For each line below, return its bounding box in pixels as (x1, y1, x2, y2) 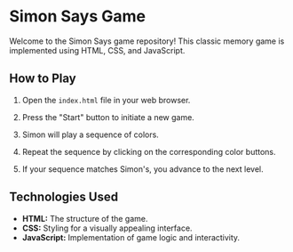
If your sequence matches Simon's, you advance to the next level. (21, 163, 264, 175)
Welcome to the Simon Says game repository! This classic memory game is (9, 36, 285, 46)
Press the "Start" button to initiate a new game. (21, 111, 195, 122)
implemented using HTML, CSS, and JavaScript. (9, 45, 186, 55)
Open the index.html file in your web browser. (21, 94, 191, 105)
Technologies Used (9, 190, 118, 205)
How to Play (9, 71, 77, 86)
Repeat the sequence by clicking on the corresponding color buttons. (21, 146, 277, 157)
